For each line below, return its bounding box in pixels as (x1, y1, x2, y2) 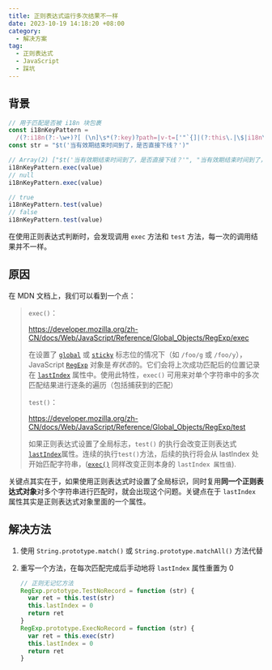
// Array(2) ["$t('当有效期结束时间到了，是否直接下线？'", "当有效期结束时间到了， (8, 156, 267, 165)
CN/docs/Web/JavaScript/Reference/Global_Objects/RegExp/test (28, 422, 246, 432)
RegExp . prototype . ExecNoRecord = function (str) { (19, 624, 195, 633)
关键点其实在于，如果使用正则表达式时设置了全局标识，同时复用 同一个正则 (8, 476, 257, 486)
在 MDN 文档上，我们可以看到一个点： (8, 290, 136, 300)
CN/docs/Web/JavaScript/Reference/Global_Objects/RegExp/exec (28, 333, 249, 342)
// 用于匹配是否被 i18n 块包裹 (8, 118, 102, 127)
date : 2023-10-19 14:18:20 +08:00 (8, 19, 125, 28)
